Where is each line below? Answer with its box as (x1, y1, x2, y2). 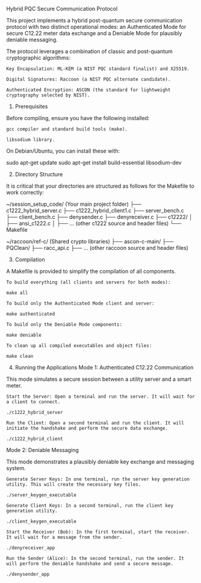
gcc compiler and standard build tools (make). (6, 126, 128, 132)
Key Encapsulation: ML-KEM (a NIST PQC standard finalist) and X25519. (6, 66, 190, 72)
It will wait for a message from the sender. (6, 534, 122, 540)
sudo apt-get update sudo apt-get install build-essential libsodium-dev (6, 159, 182, 166)
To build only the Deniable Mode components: (6, 322, 122, 328)
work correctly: (6, 189, 44, 196)
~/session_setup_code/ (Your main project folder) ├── (6, 200, 142, 208)
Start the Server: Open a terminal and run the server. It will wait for (6, 393, 196, 400)
